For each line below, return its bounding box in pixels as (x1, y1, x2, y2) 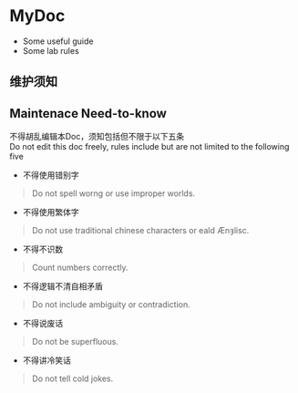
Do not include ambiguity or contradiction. (31, 299, 191, 310)
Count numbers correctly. (31, 262, 129, 274)
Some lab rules (22, 45, 79, 56)
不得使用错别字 (22, 170, 79, 181)
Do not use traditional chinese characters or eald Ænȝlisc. (31, 225, 250, 236)
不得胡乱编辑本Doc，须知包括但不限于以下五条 (9, 131, 185, 142)
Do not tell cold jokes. (31, 373, 114, 384)
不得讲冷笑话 (22, 355, 71, 366)
